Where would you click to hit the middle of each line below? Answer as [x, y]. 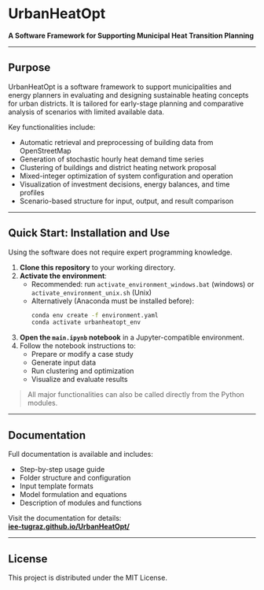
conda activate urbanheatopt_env [86, 323]
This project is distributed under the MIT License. [88, 577]
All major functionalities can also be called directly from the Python [136, 395]
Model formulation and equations [73, 495]
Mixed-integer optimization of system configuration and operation [126, 176]
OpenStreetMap [46, 150]
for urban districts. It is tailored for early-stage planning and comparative [126, 103]
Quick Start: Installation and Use [89, 233]
